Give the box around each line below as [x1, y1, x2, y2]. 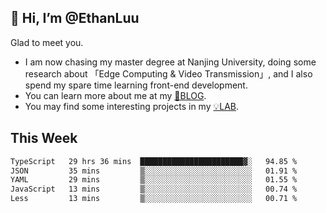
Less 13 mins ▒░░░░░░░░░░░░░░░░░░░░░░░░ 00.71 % [10, 194, 298, 204]
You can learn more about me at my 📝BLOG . [24, 89, 207, 101]
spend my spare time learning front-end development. [24, 79, 248, 91]
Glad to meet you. [10, 36, 84, 48]
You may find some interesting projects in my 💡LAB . [24, 100, 240, 112]
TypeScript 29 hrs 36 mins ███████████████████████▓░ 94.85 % [10, 156, 298, 166]
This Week [10, 130, 78, 147]
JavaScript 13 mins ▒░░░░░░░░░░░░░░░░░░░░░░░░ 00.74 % [10, 184, 298, 195]
